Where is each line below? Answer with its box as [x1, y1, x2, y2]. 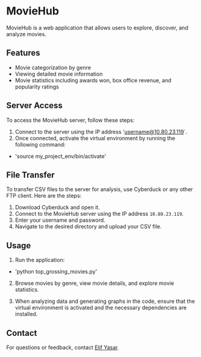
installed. [14, 311, 38, 318]
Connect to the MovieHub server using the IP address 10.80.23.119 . [14, 210, 184, 218]
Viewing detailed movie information [14, 70, 103, 78]
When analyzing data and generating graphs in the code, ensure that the [14, 297, 196, 305]
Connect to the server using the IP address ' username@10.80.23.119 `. [14, 128, 188, 135]
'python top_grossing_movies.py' [14, 268, 97, 275]
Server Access [6, 100, 63, 111]
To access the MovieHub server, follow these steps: [6, 116, 135, 124]
